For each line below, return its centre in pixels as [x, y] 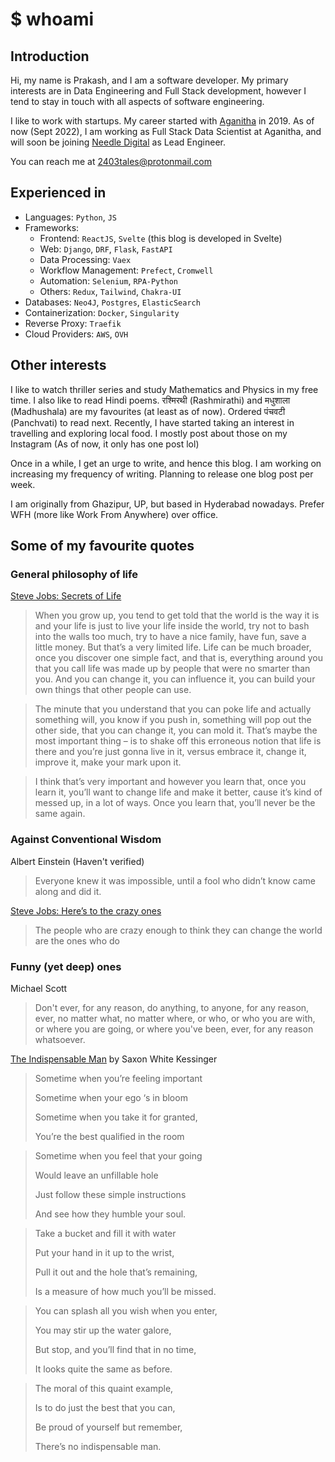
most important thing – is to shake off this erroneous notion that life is [178, 741]
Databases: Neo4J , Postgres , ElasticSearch [112, 302]
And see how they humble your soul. [110, 1214]
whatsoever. [60, 1039]
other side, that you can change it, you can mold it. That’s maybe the [176, 730]
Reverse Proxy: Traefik [73, 323]
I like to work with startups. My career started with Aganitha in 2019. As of [162, 121]
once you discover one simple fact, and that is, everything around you [178, 658]
